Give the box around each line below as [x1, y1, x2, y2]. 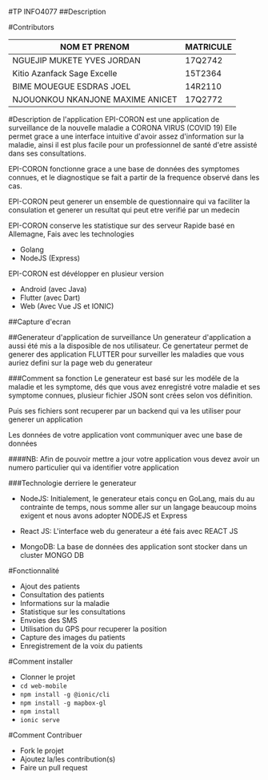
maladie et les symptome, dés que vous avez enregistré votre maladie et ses [8, 382, 261, 391]
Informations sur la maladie [19, 599, 110, 608]
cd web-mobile [19, 682, 67, 690]
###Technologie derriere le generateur [8, 479, 137, 487]
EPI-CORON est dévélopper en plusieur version [8, 269, 164, 278]
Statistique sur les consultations [19, 607, 126, 616]
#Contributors [8, 22, 54, 31]
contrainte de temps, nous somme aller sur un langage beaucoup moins [19, 503, 258, 511]
